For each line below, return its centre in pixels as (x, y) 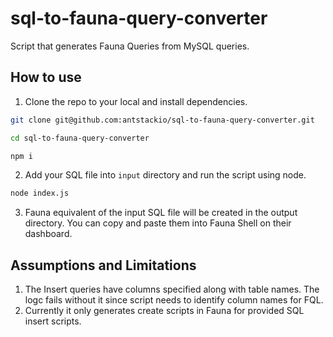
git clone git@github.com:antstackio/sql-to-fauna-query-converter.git (162, 120)
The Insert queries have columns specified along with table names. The (172, 289)
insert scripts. (53, 321)
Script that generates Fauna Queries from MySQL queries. (130, 46)
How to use (46, 77)
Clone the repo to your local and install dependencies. (136, 101)
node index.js (40, 193)
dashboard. (48, 234)
